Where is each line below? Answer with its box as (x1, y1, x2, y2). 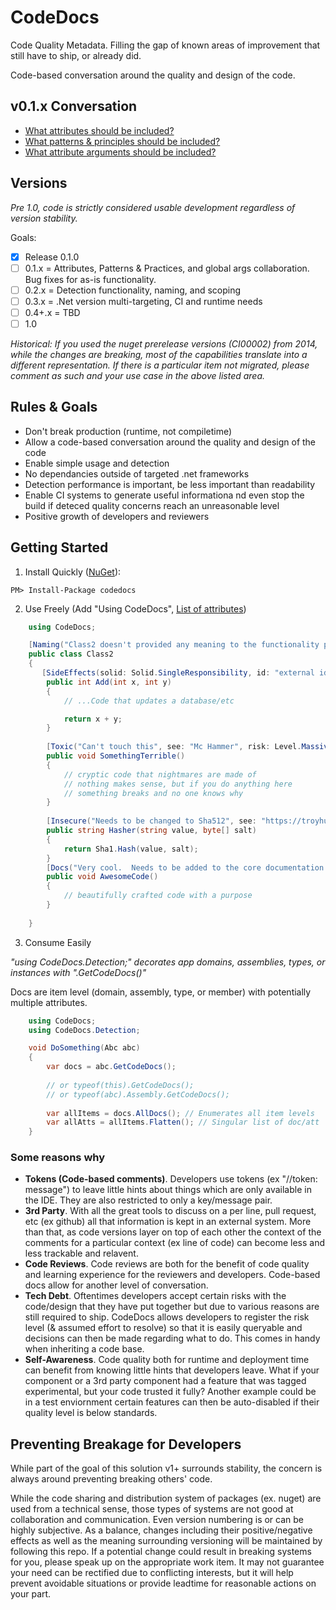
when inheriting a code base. (24, 1343, 145, 1355)
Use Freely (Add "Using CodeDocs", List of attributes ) (24, 602, 247, 615)
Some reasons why (10, 1151, 106, 1165)
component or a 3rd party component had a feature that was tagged (24, 1375, 307, 1387)
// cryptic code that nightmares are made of (63, 769, 257, 780)
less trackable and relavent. (24, 1247, 139, 1260)
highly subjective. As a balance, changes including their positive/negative (10, 1524, 313, 1536)
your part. (10, 1588, 52, 1600)
